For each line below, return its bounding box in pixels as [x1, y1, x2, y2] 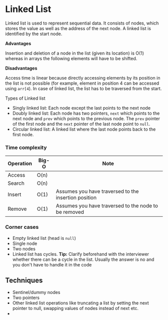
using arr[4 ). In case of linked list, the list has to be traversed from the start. [5, 85, 162, 91]
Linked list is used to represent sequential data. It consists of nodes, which [5, 20, 159, 26]
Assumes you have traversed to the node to [55, 202, 158, 209]
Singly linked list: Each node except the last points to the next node [12, 105, 151, 111]
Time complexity [5, 144, 47, 151]
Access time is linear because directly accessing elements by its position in [5, 75, 160, 81]
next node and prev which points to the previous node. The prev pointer [12, 115, 160, 121]
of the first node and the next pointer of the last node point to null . [12, 121, 150, 127]
